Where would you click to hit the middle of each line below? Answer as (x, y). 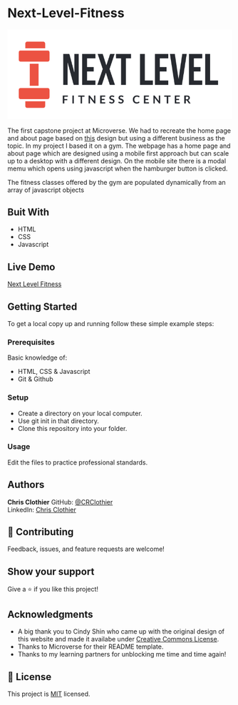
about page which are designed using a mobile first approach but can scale (118, 153)
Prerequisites (31, 342)
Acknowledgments (51, 614)
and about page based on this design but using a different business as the (117, 138)
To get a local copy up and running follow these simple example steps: (111, 323)
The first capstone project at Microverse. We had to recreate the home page (119, 131)
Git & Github (35, 379)
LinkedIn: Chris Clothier (42, 509)
